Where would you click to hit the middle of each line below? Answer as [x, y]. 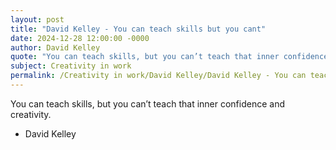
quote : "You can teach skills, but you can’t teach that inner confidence [169, 57]
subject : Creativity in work [71, 66]
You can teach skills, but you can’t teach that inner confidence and [148, 103]
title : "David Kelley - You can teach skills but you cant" [138, 29]
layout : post [37, 19]
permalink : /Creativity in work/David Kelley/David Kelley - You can [158, 76]
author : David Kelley [55, 47]
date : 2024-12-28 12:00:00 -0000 [80, 38]
